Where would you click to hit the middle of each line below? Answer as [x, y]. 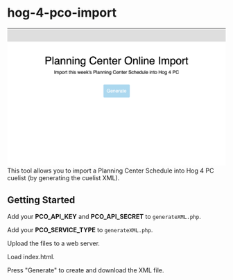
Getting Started [41, 200]
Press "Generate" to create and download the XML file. [86, 270]
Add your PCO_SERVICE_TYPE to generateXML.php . [80, 230]
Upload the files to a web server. [54, 243]
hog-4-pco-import [62, 13]
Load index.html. [31, 257]
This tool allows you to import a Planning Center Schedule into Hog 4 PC [111, 170]
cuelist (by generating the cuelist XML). [63, 178]
